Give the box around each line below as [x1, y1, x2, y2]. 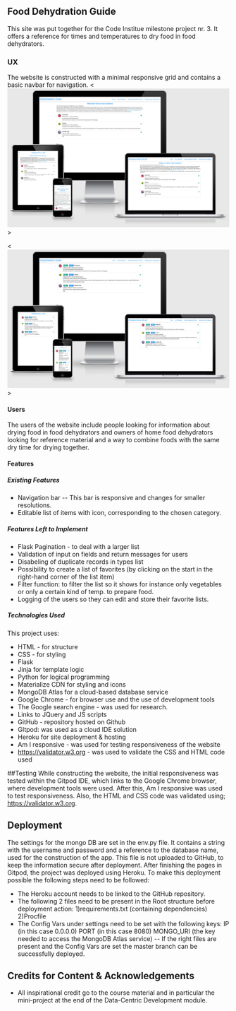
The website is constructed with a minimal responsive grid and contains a [7, 73, 221, 82]
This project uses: [7, 629, 60, 637]
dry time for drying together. [7, 443, 89, 451]
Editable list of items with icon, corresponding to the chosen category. [17, 508, 222, 516]
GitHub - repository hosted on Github [17, 717, 126, 726]
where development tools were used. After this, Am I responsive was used [7, 784, 223, 792]
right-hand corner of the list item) [17, 572, 115, 581]
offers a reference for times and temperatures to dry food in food [7, 32, 196, 40]
